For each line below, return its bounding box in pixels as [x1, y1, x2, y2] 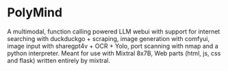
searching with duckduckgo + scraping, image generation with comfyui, [7, 34, 210, 42]
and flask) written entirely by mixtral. [7, 56, 111, 64]
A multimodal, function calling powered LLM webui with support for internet [7, 27, 220, 35]
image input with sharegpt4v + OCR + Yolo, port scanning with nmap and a [7, 42, 218, 50]
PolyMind [7, 5, 63, 20]
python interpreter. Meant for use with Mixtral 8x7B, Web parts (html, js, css [7, 49, 221, 57]
